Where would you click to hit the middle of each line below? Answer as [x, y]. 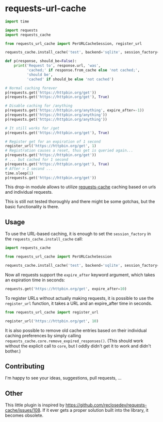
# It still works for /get [32, 128]
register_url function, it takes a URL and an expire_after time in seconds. [79, 303]
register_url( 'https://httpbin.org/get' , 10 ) [52, 321]
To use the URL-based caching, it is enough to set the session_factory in [78, 234]
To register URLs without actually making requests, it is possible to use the [80, 298]
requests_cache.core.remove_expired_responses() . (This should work [74, 341]
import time [17, 21]
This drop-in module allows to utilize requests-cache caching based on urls [81, 187]
